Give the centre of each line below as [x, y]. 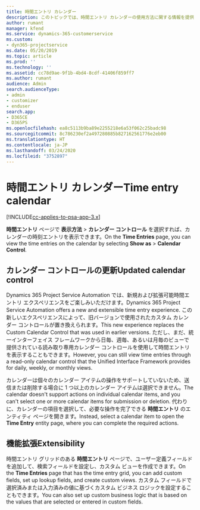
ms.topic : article [29, 56]
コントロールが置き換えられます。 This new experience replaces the [101, 325]
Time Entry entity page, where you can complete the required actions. [93, 423]
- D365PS [17, 123]
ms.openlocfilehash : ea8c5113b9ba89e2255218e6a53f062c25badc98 [86, 128]
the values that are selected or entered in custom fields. [75, 502]
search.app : [21, 112]
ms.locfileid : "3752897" [37, 156]
